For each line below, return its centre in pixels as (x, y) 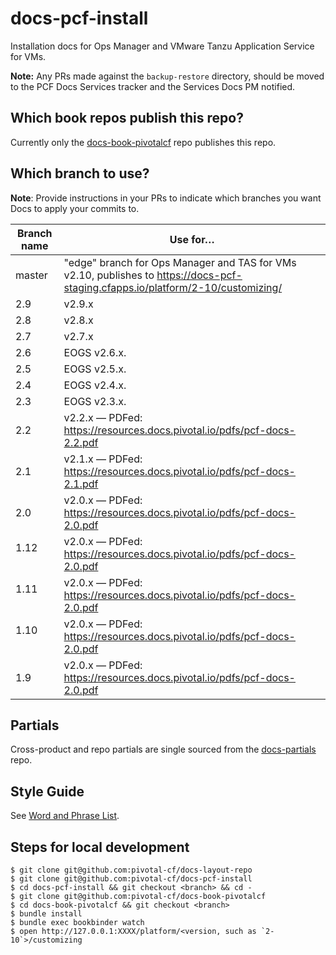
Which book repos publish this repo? (127, 118)
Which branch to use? (80, 173)
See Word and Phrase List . (65, 816)
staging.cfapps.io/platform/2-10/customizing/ (173, 287)
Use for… (192, 239)
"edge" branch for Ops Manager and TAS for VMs (180, 262)
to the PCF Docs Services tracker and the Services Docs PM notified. (153, 86)
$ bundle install (46, 914)
